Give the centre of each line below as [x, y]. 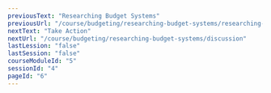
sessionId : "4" [33, 69]
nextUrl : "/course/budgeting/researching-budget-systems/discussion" [127, 38]
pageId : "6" [28, 76]
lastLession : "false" [44, 46]
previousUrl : [30, 23]
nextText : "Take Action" [49, 31]
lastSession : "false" [44, 53]
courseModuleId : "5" [42, 61]
